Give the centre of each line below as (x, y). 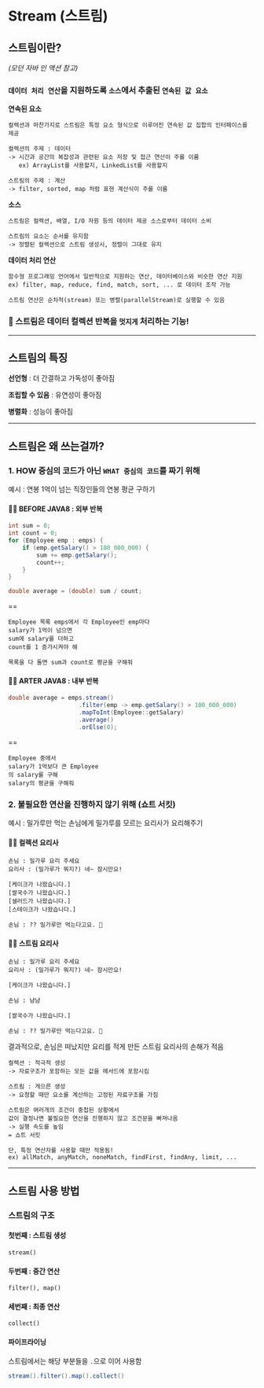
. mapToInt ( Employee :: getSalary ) (131, 712)
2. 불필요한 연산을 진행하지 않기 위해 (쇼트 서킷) (92, 804)
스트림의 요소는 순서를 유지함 (48, 237)
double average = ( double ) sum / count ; (75, 591)
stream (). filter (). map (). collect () (66, 1376)
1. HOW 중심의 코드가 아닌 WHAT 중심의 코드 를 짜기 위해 (104, 470)
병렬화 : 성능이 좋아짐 (40, 412)
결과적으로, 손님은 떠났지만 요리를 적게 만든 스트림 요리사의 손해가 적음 (116, 1047)
